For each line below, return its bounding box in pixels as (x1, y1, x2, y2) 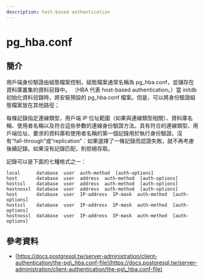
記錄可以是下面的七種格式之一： (6, 158, 86, 165)
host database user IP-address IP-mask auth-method (6, 191, 167, 197)
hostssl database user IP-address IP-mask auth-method (6, 202, 167, 208)
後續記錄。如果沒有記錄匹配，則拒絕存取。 (6, 145, 113, 152)
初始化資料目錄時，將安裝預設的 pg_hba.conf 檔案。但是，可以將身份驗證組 (6, 93, 196, 101)
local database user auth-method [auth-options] (6, 170, 154, 176)
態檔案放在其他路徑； (6, 101, 60, 109)
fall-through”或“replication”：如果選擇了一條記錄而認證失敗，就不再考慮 (14, 137, 194, 144)
